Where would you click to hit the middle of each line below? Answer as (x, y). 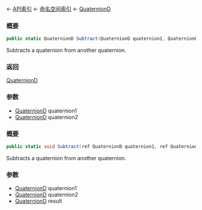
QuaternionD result (38, 201)
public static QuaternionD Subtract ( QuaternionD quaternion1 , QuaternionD (102, 39)
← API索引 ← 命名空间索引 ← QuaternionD (59, 9)
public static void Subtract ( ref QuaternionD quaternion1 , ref (87, 147)
